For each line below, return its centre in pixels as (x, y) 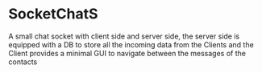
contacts (23, 62)
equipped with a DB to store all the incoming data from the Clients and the (131, 44)
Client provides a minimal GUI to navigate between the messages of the (127, 53)
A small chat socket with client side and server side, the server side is (124, 36)
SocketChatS (53, 14)
